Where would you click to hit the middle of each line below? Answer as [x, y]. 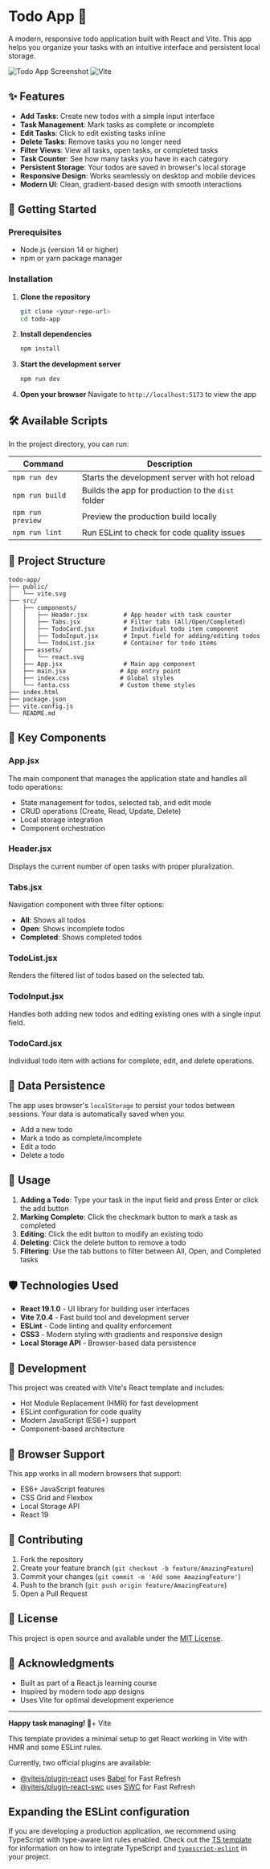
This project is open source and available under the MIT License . [116, 1638]
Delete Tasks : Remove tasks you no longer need [100, 141]
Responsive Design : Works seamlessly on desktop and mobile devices [137, 175]
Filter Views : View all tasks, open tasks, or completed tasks [119, 150]
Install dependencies [56, 334]
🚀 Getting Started [53, 209]
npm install [40, 349]
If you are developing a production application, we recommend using [122, 1831]
